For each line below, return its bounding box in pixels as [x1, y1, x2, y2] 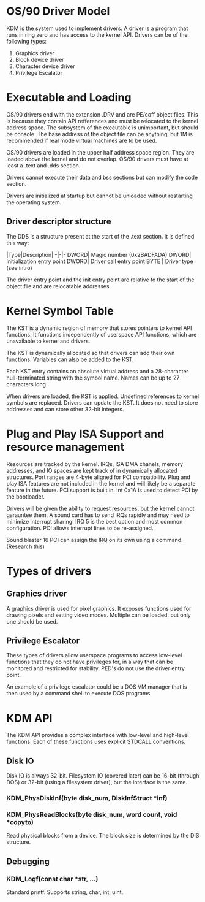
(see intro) [6, 264, 32, 271]
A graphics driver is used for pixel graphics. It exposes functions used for [6, 605, 192, 612]
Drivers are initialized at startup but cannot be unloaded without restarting [6, 192, 193, 199]
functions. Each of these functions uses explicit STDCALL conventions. [6, 738, 185, 746]
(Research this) [6, 543, 45, 550]
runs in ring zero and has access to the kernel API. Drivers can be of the [6, 31, 188, 38]
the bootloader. [6, 492, 45, 500]
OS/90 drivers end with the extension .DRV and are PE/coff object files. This [6, 110, 198, 118]
